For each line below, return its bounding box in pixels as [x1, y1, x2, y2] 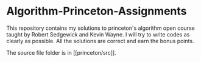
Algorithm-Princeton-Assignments [6, 4, 187, 18]
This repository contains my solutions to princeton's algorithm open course [6, 24, 195, 32]
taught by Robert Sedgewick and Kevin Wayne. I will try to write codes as [6, 30, 190, 38]
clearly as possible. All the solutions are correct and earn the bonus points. [6, 37, 194, 44]
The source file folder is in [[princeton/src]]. [6, 49, 117, 56]
